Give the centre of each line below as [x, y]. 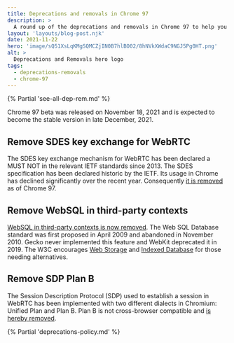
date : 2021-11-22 [33, 40]
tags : [15, 66]
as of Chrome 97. [32, 188]
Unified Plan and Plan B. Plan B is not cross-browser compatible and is [109, 310]
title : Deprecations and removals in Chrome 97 [78, 14]
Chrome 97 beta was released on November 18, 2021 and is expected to [111, 112]
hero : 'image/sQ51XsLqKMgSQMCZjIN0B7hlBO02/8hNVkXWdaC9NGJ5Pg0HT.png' [112, 46]
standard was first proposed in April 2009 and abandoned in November [110, 234]
